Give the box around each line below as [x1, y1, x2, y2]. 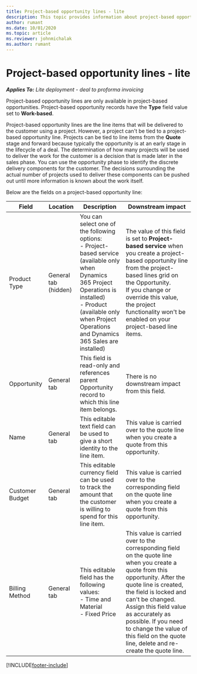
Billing [9, 584, 26, 592]
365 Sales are [80, 337, 118, 345]
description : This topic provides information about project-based [6, 14, 175, 20]
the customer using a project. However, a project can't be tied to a [6, 127, 166, 134]
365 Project [80, 278, 113, 286]
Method [9, 591, 30, 600]
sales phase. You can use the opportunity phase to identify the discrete [6, 158, 179, 165]
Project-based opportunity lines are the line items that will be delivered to [6, 121, 184, 128]
